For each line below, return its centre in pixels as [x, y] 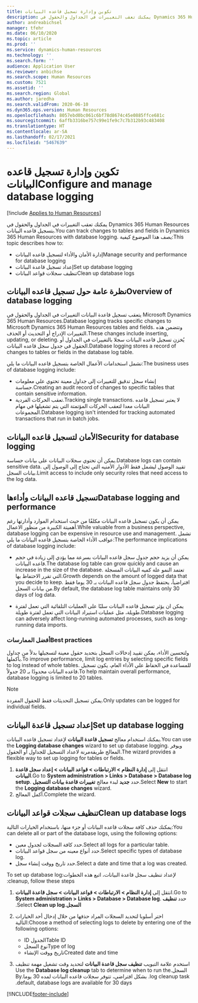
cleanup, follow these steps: [41, 881]
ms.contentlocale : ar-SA [37, 132]
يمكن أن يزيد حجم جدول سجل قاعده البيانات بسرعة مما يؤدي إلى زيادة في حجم [102, 557]
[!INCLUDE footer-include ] [38, 994]
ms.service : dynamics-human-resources [54, 50]
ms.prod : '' [21, 45]
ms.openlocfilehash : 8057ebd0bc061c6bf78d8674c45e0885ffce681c [86, 115]
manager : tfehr [25, 28]
